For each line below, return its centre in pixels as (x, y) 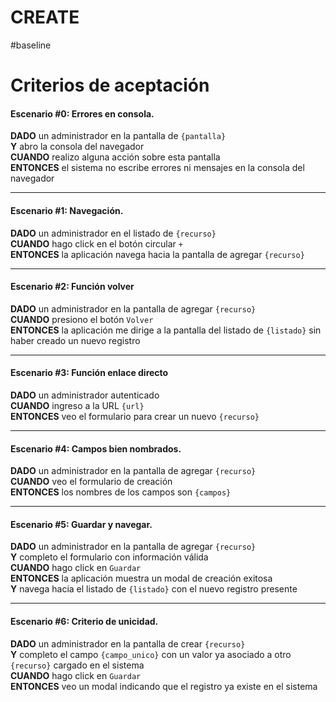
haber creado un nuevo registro (75, 340)
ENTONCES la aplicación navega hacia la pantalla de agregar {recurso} (157, 254)
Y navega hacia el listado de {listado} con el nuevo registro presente (154, 589)
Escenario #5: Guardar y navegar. (81, 524)
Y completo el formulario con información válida (109, 557)
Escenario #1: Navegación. (67, 210)
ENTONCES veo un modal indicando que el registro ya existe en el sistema (164, 686)
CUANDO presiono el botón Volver (82, 319)
